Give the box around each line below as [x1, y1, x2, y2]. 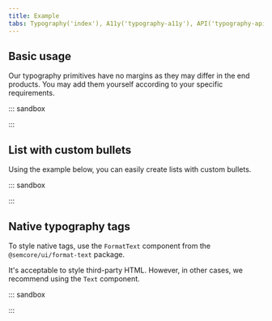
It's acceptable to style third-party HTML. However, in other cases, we [8, 265, 243, 275]
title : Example [8, 11, 60, 20]
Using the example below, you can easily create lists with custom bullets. [8, 165, 252, 174]
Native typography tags [8, 220, 131, 233]
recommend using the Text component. [8, 273, 140, 284]
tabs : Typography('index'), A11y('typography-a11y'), [8, 19, 194, 28]
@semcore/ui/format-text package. [8, 249, 125, 259]
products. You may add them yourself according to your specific [8, 79, 223, 89]
